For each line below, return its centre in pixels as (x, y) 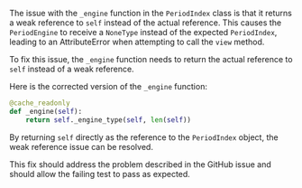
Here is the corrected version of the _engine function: (108, 86)
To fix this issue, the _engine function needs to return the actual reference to (151, 59)
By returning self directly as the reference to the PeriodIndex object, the (144, 137)
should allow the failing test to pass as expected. (100, 174)
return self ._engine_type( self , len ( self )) (109, 120)
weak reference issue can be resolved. (81, 146)
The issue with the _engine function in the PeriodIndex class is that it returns (151, 13)
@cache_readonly (40, 103)
